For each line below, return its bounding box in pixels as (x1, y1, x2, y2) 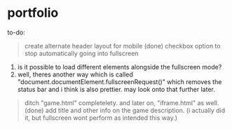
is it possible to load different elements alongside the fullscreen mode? (17, 62, 222, 71)
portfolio (7, 5, 59, 21)
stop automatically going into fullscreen (24, 49, 139, 57)
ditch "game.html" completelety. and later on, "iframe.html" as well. (24, 98, 219, 107)
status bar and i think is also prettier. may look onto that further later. (17, 85, 215, 93)
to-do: (7, 28, 26, 36)
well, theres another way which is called (17, 70, 133, 79)
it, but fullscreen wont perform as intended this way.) (24, 114, 177, 122)
